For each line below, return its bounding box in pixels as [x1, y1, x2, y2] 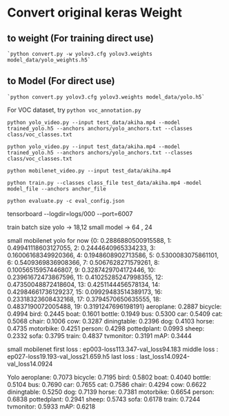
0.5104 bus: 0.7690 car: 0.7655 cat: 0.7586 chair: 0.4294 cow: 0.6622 [7, 380, 207, 388]
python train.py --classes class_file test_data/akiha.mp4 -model [7, 179, 202, 186]
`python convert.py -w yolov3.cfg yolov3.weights [7, 50, 153, 57]
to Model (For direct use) [7, 75, 115, 87]
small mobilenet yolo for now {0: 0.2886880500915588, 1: [7, 236, 172, 244]
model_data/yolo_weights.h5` [7, 57, 91, 63]
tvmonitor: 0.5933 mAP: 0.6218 [7, 402, 96, 410]
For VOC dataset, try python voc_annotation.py [7, 106, 141, 114]
